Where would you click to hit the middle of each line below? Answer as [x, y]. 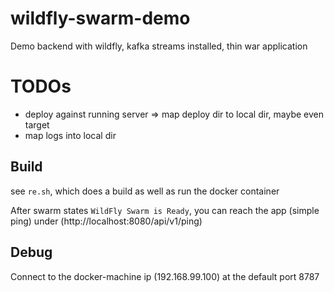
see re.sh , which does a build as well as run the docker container [145, 191]
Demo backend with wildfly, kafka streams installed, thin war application [159, 46]
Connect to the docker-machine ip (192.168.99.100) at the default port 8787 [165, 276]
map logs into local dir [70, 135]
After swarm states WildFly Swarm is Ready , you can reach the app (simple [165, 210]
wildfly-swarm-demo [100, 18]
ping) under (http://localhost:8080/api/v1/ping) [106, 221]
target [37, 124]
